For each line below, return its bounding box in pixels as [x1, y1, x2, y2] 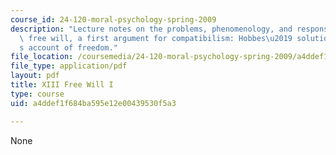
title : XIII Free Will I [10, 80, 114, 90]
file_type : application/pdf [10, 61, 128, 71]
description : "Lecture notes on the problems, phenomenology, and [10, 24, 293, 34]
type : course [10, 89, 65, 99]
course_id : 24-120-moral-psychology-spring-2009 [10, 14, 217, 25]
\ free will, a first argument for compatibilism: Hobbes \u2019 [19, 33, 293, 43]
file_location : [10, 52, 74, 62]
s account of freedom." [19, 42, 118, 53]
